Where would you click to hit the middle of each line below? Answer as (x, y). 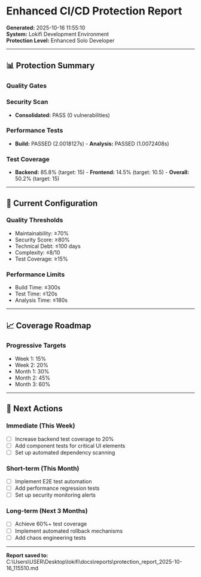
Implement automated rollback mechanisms (69, 531)
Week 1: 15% (31, 358)
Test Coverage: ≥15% (41, 259)
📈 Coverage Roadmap (49, 325)
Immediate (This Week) (41, 426)
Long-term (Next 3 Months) (47, 511)
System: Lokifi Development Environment (58, 34)
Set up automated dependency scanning (65, 452)
